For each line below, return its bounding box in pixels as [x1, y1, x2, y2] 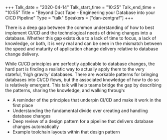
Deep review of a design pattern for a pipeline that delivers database [12, 118, 154, 124]
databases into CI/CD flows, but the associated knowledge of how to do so [5, 77, 159, 82]
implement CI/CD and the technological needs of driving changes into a [5, 30, 152, 35]
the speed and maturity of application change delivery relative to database [5, 46, 159, 51]
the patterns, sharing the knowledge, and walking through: [5, 87, 126, 93]
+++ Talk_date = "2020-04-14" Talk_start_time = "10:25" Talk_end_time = [5, 4, 156, 10]
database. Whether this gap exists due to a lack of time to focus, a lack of [5, 35, 157, 41]
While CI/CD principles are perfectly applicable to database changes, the [5, 61, 155, 66]
